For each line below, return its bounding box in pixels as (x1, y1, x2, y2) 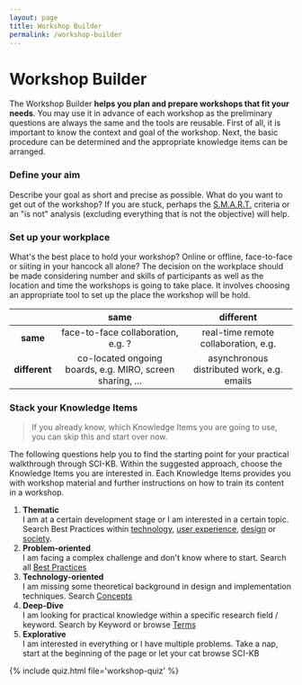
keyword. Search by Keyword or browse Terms (22, 619, 196, 630)
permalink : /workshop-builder (9, 30, 123, 39)
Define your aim (9, 168, 81, 181)
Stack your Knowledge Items (9, 401, 138, 414)
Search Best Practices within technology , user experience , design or (22, 524, 277, 535)
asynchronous (208, 352, 269, 365)
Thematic (22, 505, 60, 516)
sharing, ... (97, 374, 142, 387)
